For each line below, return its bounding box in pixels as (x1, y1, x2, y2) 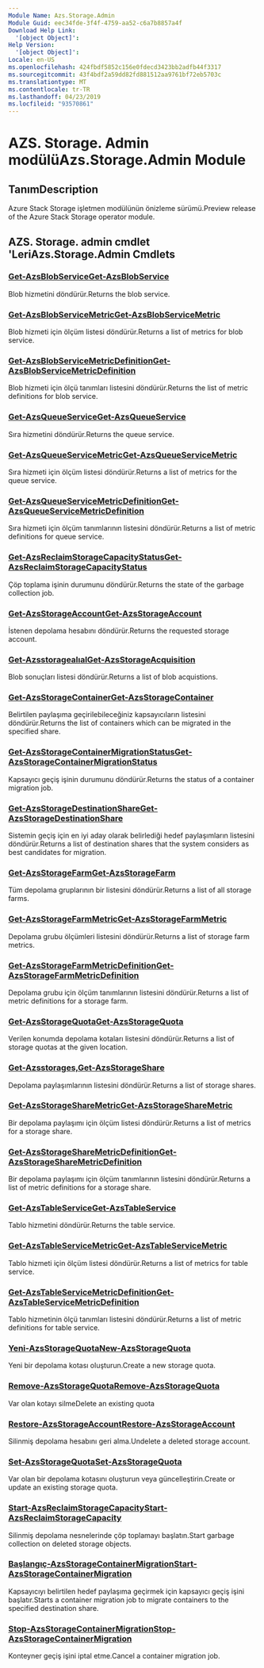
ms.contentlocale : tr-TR (8, 85, 90, 94)
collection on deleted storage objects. (8, 1539, 132, 1548)
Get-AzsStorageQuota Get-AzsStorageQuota (8, 1016, 184, 1027)
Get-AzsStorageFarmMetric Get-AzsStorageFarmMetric (8, 914, 228, 925)
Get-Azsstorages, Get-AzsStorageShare (8, 1062, 165, 1073)
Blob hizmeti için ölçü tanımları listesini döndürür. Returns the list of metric (8, 383, 248, 393)
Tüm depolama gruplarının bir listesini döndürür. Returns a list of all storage (8, 885, 252, 895)
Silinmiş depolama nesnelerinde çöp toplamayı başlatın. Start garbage (8, 1530, 235, 1540)
